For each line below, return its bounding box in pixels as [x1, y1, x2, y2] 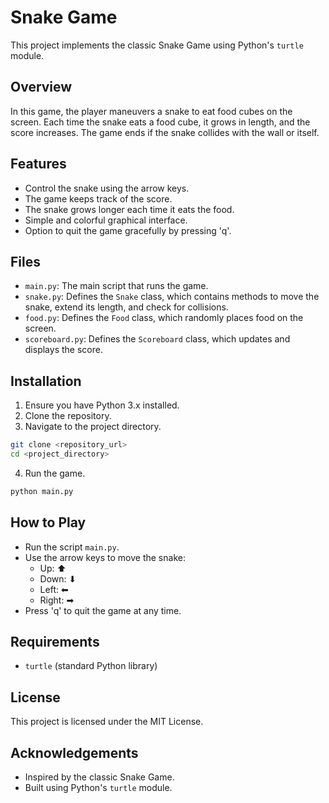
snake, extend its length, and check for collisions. [24, 301, 229, 313]
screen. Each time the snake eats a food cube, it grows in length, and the [10, 116, 311, 128]
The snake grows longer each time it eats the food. [24, 203, 235, 215]
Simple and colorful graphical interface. [24, 214, 188, 226]
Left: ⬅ [39, 583, 69, 595]
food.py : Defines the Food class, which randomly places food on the [24, 312, 304, 324]
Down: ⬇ [39, 572, 77, 585]
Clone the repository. [24, 410, 112, 422]
